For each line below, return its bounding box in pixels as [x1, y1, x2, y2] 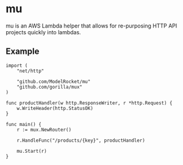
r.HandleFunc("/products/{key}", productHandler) [16, 137, 146, 144]
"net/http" [16, 68, 45, 74]
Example [5, 46, 40, 57]
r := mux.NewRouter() [16, 127, 71, 133]
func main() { [5, 121, 42, 127]
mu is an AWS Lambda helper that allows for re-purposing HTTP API [5, 22, 178, 29]
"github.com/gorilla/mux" [16, 84, 83, 90]
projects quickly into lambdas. [5, 28, 81, 35]
